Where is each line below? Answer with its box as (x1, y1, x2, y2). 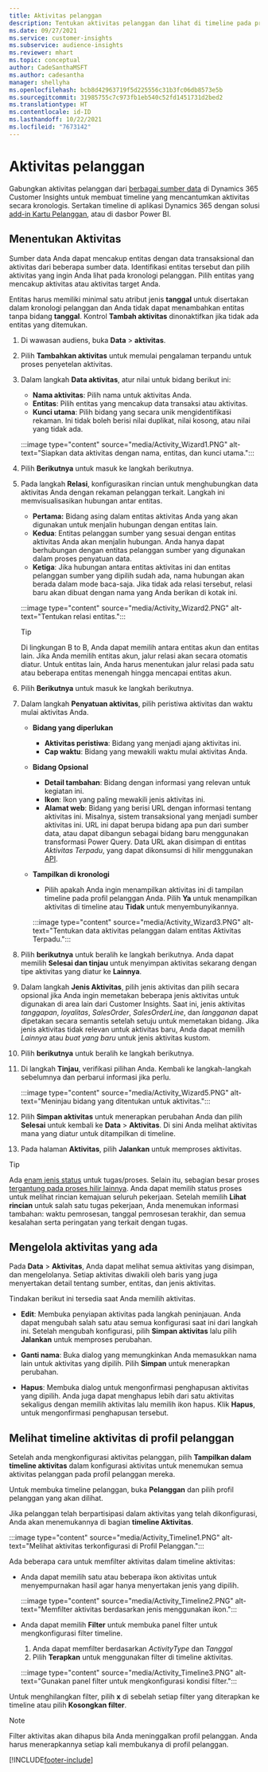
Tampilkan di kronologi (32, 869, 110, 878)
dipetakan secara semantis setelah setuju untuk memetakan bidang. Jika (20, 1016, 259, 1025)
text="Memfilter (20, 1604, 73, 1614)
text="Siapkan (20, 448, 68, 457)
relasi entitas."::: (73, 611, 126, 621)
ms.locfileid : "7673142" (9, 123, 91, 131)
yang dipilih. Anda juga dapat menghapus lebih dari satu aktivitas (20, 1391, 235, 1401)
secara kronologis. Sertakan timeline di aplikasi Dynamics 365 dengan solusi (9, 200, 260, 210)
